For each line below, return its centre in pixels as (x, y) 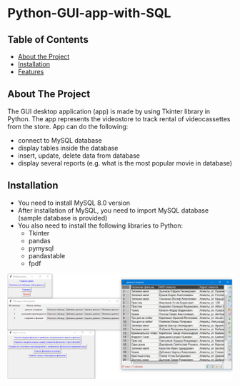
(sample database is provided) (62, 218)
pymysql (41, 248)
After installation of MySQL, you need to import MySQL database (113, 210)
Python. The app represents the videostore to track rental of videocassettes (119, 118)
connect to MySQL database (60, 140)
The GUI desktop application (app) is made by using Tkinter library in (109, 111)
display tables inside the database (68, 148)
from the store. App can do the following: (68, 126)
